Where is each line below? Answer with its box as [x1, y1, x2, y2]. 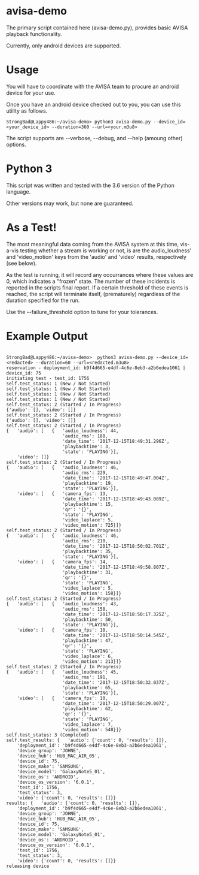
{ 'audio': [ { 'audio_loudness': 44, [6, 427, 119, 434]
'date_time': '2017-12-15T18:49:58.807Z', [62, 564, 170, 570]
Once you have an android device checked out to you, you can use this [6, 101, 181, 108]
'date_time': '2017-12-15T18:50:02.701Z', [62, 543, 170, 549]
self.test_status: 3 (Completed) [6, 732, 90, 738]
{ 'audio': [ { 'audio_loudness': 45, [6, 669, 119, 675]
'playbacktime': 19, [62, 480, 114, 486]
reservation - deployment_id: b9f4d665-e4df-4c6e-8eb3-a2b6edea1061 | [6, 364, 186, 371]
